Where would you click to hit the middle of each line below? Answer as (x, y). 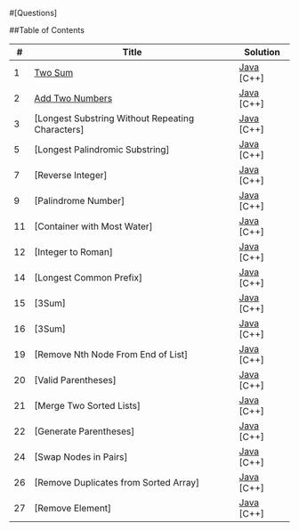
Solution (262, 52)
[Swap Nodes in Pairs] (81, 457)
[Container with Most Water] (93, 226)
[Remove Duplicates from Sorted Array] (117, 482)
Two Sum (54, 73)
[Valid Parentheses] (76, 380)
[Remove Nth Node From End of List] (111, 354)
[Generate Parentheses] (85, 431)
